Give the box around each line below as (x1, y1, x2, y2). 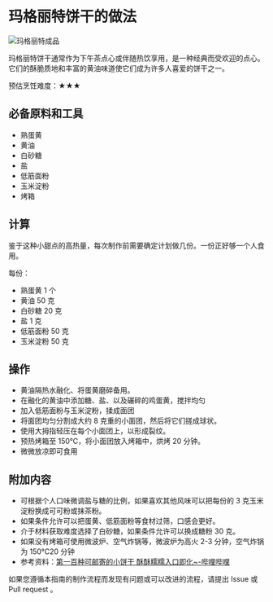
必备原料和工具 (8, 107, 84, 121)
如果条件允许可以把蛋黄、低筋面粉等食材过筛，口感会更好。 (19, 516, 220, 526)
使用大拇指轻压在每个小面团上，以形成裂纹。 (19, 426, 171, 436)
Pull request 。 (8, 584, 58, 595)
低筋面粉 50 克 (19, 326, 69, 336)
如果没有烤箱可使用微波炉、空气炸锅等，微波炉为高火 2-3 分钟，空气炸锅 (19, 537, 265, 547)
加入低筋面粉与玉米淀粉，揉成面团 (19, 406, 135, 415)
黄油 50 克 (19, 295, 55, 305)
